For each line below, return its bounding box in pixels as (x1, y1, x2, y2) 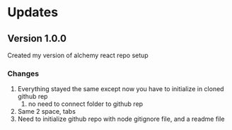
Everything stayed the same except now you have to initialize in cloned (17, 85, 224, 93)
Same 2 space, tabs (17, 107, 76, 116)
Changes (7, 69, 40, 78)
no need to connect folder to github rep (28, 100, 144, 108)
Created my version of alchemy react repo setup (7, 51, 149, 59)
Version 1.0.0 (7, 32, 67, 45)
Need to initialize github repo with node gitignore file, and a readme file (17, 114, 225, 124)
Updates (7, 4, 59, 20)
